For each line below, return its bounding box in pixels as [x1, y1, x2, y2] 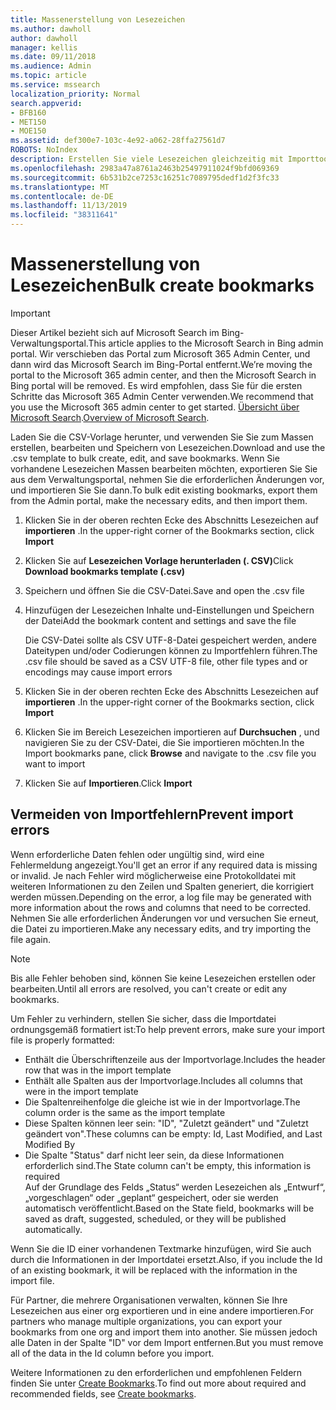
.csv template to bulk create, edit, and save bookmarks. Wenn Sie [10, 452, 280, 464]
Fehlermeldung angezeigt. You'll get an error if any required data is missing [10, 859, 318, 871]
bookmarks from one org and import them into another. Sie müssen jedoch [10, 1326, 318, 1338]
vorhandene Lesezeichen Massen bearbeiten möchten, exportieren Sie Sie [10, 462, 318, 475]
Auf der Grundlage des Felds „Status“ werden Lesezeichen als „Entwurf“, [24, 1181, 326, 1193]
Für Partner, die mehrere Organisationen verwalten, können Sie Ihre [10, 1294, 288, 1306]
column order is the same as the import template [24, 1106, 226, 1118]
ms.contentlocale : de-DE [10, 191, 114, 201]
